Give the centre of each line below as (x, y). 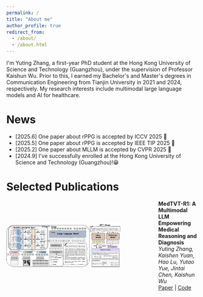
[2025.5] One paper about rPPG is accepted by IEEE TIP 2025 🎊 (95, 143)
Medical (169, 229)
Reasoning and (178, 236)
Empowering (175, 223)
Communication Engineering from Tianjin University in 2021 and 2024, (94, 82)
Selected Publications (63, 187)
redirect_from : (26, 32)
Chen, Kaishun (177, 275)
